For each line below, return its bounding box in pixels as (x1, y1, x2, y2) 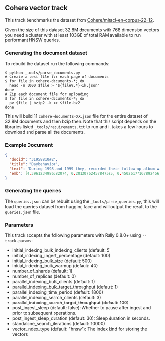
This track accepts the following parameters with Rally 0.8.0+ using (5, 232, 141, 238)
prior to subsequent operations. (12, 310, 77, 316)
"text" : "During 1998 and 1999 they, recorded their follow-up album (9, 166, 155, 172)
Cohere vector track (5, 4, 68, 12)
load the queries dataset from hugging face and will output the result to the (5, 203, 157, 209)
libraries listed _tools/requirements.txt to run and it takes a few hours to (5, 124, 153, 130)
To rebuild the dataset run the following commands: (5, 61, 110, 67)
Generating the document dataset (5, 49, 87, 56)
